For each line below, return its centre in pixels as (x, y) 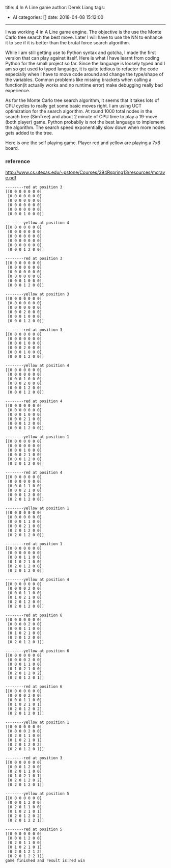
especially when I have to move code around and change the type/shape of (84, 74)
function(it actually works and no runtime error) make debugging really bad (84, 85)
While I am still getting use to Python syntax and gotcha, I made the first (81, 52)
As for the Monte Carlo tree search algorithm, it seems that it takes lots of (82, 100)
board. (12, 148)
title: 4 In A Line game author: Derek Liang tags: (55, 7)
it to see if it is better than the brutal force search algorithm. (68, 43)
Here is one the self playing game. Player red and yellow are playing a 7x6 (83, 143)
